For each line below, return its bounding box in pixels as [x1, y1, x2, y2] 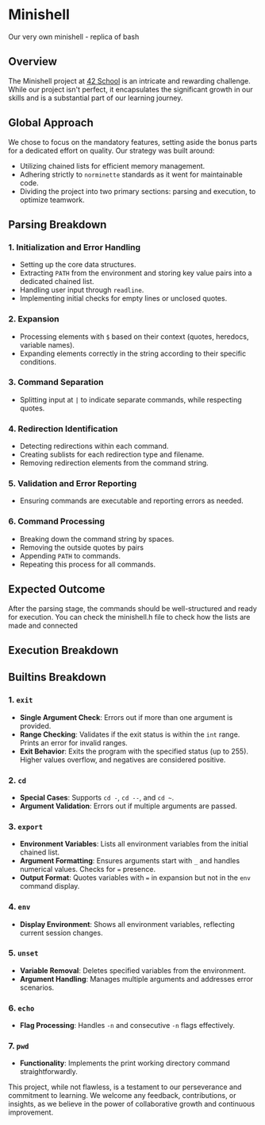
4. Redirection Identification [8, 423, 118, 434]
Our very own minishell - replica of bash [8, 32, 140, 41]
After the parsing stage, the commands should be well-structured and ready [8, 603, 258, 613]
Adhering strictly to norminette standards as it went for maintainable [19, 169, 244, 179]
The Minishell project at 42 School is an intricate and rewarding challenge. [8, 76, 252, 85]
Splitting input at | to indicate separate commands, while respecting [19, 395, 242, 404]
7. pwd [8, 1041, 29, 1052]
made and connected [8, 621, 78, 630]
